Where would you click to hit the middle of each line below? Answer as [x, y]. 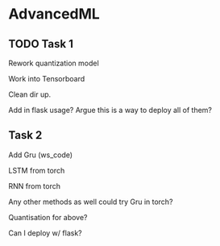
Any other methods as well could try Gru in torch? [91, 202]
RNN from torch [35, 186]
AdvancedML [54, 14]
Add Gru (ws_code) [41, 155]
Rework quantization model [54, 63]
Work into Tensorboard [47, 79]
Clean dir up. [30, 94]
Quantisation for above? [48, 217]
